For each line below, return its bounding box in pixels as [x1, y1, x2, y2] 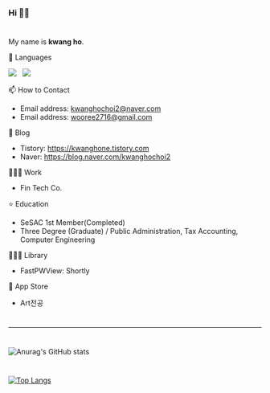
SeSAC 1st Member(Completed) [19, 218, 126, 227]
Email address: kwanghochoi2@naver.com [19, 104, 162, 113]
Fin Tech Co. [19, 183, 63, 193]
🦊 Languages [8, 52, 52, 63]
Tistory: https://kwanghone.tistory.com [19, 144, 149, 154]
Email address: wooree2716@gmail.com [19, 113, 153, 122]
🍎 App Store [8, 281, 48, 292]
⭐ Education [8, 199, 49, 209]
